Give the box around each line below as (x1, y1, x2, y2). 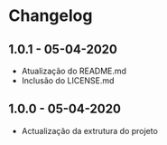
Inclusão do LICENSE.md (21, 75, 115, 86)
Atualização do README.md (21, 65, 127, 76)
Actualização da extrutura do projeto (21, 125, 159, 136)
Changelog (8, 5, 93, 26)
